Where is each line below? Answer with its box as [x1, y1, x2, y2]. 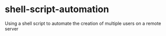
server [5, 25, 19, 31]
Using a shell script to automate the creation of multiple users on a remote [5, 20, 161, 26]
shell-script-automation [5, 4, 109, 15]
